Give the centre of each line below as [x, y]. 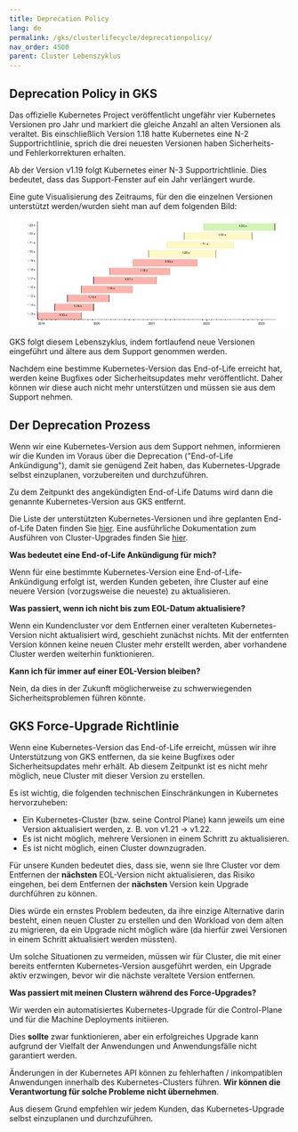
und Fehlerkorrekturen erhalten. [68, 152]
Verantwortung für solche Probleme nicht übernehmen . [114, 1092]
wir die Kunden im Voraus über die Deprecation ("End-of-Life [121, 456]
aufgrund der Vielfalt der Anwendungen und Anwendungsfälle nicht [133, 1047]
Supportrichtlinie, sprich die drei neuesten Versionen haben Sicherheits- [141, 143]
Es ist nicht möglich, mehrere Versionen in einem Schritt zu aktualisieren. [156, 839]
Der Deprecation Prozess [80, 425]
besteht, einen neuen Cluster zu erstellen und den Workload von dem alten [146, 920]
